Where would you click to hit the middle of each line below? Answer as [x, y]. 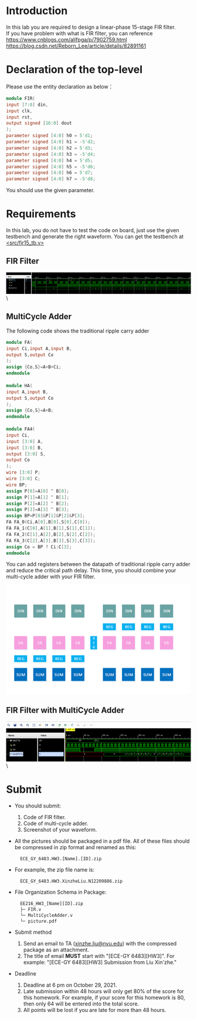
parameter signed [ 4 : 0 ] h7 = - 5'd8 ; [51, 179]
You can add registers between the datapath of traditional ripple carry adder [98, 564]
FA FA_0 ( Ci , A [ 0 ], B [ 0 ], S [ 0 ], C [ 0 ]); [48, 522]
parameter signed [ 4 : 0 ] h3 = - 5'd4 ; [51, 154]
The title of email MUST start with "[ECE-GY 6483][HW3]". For [99, 956]
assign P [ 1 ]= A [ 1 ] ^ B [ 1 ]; [38, 497]
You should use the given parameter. [50, 190]
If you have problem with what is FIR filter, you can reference [79, 33]
